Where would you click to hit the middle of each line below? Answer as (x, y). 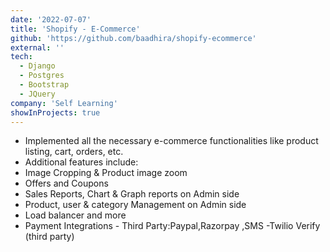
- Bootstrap (44, 85)
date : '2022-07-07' (51, 19)
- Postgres (42, 76)
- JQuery (37, 94)
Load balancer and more (75, 215)
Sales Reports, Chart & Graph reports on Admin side (132, 194)
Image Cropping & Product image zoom (106, 173)
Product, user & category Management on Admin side (135, 205)
